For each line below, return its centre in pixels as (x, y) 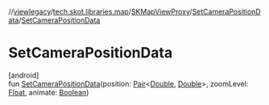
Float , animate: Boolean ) (49, 92)
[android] (24, 75)
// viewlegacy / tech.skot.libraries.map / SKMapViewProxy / (100, 12)
